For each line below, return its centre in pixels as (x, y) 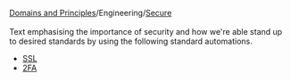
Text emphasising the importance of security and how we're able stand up (146, 32)
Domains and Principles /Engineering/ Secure (91, 13)
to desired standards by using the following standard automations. (131, 41)
